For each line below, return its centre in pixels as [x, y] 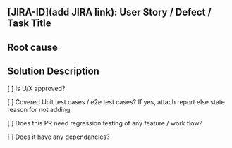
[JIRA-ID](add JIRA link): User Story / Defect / [109, 12]
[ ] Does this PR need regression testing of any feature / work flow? [105, 123]
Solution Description [54, 72]
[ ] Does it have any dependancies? [59, 137]
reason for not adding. [40, 109]
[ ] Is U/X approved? [36, 88]
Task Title [29, 24]
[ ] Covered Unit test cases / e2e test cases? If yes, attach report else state [116, 101]
